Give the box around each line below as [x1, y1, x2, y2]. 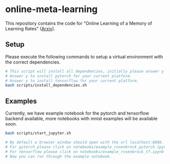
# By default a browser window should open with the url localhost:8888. [5, 140, 164, 145]
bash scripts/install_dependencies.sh [5, 83, 87, 88]
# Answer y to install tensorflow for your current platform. [5, 78, 139, 83]
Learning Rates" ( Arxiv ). [5, 25, 56, 31]
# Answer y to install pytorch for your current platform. [5, 73, 133, 79]
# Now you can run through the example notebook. [5, 154, 112, 159]
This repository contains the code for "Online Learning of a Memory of [5, 20, 152, 26]
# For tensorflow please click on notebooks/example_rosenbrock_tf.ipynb [5, 149, 164, 154]
